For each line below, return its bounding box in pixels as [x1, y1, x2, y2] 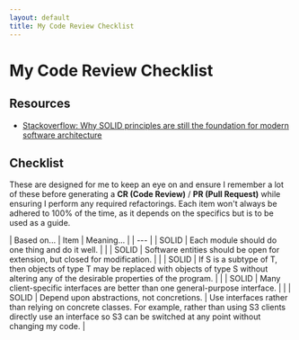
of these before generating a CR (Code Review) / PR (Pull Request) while [9, 189, 281, 200]
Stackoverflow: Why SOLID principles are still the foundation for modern [22, 120, 290, 130]
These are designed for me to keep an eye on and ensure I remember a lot [9, 179, 285, 190]
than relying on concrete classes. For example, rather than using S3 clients [9, 302, 286, 313]
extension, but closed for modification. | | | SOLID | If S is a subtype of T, [9, 254, 278, 265]
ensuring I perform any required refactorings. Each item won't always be [9, 199, 277, 210]
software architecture [22, 130, 102, 140]
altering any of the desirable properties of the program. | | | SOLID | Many [9, 273, 281, 284]
